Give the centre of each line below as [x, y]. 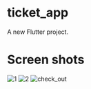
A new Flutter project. [38, 32]
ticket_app [38, 13]
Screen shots [46, 60]
